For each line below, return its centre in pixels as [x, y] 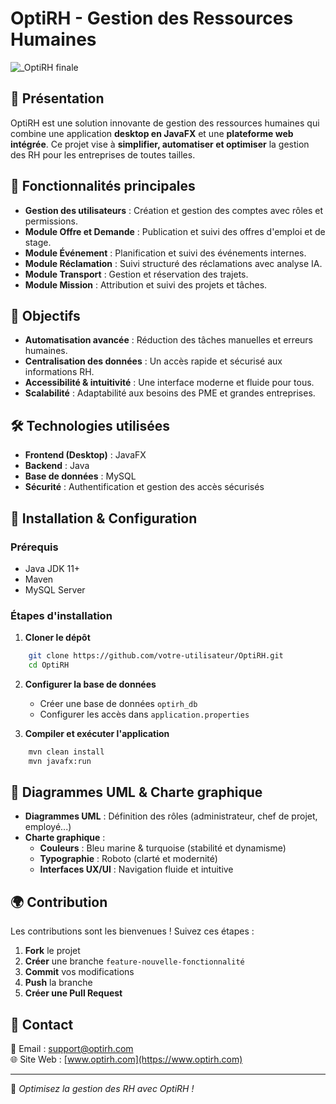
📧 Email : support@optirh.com [72, 1049]
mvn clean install [66, 752]
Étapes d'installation [61, 615]
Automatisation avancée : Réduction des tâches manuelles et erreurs [168, 340]
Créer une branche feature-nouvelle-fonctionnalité [134, 961]
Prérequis [34, 547]
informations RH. [59, 372]
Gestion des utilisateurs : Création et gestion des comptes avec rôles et [174, 210]
